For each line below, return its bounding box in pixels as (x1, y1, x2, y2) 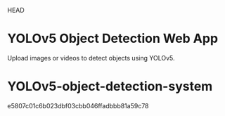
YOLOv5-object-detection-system (7, 79, 213, 94)
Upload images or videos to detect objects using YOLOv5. (7, 53, 175, 62)
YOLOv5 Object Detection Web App (7, 31, 219, 46)
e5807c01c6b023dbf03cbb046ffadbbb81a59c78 (7, 101, 149, 110)
